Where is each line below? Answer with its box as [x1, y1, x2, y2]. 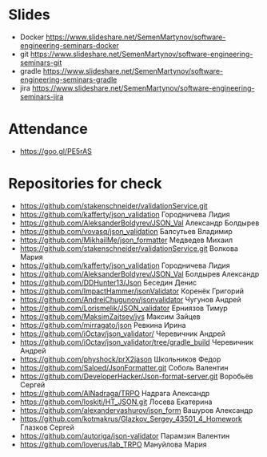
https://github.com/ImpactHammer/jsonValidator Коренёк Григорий [19, 286, 244, 296]
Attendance [8, 120, 88, 138]
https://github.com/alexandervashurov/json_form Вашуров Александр [19, 405, 253, 415]
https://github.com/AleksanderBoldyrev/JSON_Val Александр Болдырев [19, 218, 260, 228]
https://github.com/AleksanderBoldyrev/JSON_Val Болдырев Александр [19, 269, 260, 278]
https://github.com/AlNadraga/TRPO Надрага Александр [19, 388, 210, 398]
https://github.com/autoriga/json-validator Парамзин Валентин [19, 431, 230, 440]
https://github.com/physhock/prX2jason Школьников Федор [19, 354, 221, 364]
